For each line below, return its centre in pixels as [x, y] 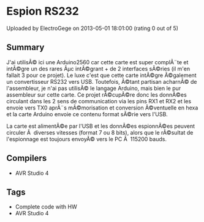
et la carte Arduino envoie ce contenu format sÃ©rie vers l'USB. [87, 114]
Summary [25, 47]
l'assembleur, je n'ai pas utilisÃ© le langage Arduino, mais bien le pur [94, 88]
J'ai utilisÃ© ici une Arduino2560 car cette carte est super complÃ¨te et [97, 62]
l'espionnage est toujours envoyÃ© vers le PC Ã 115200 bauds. [87, 139]
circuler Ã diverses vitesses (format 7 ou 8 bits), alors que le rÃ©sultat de [100, 132]
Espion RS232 [43, 11]
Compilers [27, 158]
